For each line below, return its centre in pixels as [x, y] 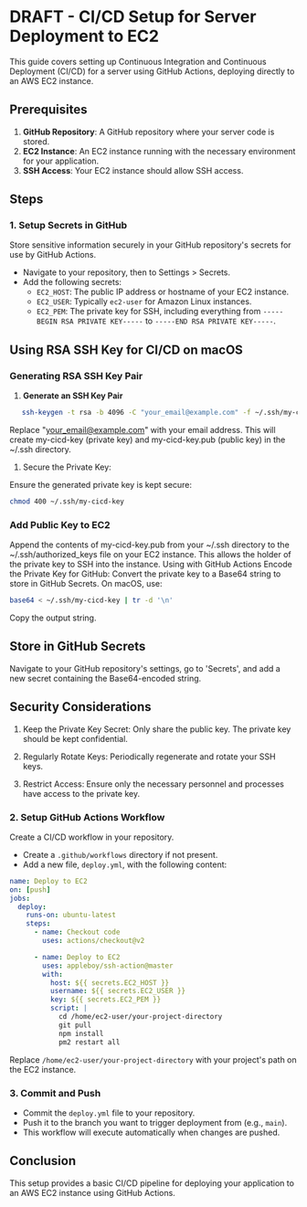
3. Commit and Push [55, 1093]
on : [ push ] [30, 889]
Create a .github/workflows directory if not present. [120, 854]
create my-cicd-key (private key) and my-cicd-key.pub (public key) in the [148, 439]
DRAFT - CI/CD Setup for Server [133, 17]
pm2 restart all [89, 1042]
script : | [69, 1008]
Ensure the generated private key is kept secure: [101, 485]
